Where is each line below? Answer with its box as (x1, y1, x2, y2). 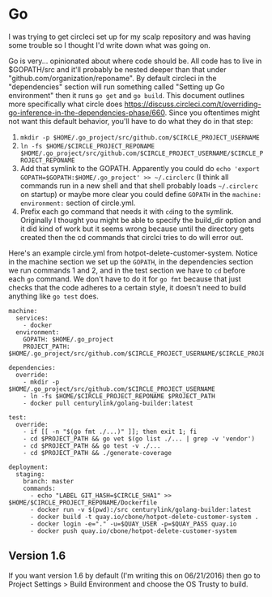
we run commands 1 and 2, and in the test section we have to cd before (8, 265, 245, 275)
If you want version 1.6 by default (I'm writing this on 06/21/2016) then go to (8, 570, 261, 580)
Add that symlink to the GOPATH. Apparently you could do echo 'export (19, 163, 261, 173)
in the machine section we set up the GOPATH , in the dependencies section (8, 256, 253, 266)
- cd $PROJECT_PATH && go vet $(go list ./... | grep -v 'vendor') (23, 435, 255, 443)
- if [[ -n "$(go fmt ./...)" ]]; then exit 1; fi (23, 427, 198, 436)
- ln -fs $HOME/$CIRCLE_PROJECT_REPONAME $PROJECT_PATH (23, 392, 216, 400)
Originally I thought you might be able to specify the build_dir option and (19, 215, 261, 225)
